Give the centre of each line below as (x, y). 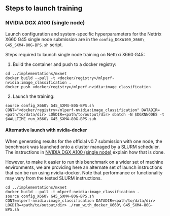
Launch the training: (33, 96)
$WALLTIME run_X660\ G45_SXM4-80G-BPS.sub (51, 119)
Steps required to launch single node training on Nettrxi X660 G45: (75, 54)
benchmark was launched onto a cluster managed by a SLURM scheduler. (83, 147)
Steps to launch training (44, 8)
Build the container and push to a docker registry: (64, 64)
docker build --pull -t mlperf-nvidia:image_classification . (72, 192)
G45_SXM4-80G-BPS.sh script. (34, 45)
